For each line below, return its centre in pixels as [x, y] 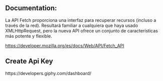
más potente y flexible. [29, 36]
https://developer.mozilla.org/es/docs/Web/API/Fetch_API [65, 45]
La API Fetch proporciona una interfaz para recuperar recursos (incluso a [81, 20]
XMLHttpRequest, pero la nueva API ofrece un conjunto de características [81, 31]
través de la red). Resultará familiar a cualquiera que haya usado [72, 25]
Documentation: [31, 8]
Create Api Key [29, 61]
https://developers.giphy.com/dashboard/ [48, 73]
